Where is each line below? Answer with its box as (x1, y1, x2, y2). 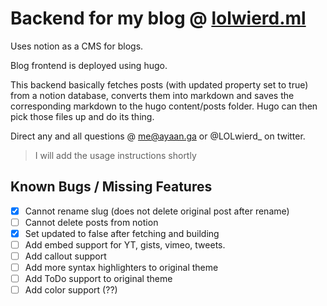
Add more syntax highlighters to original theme (24, 262, 219, 274)
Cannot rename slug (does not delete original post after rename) (24, 205, 290, 217)
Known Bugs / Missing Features (10, 178, 213, 196)
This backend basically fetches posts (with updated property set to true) (10, 78, 309, 91)
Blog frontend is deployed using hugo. (10, 59, 168, 71)
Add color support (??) (24, 284, 118, 296)
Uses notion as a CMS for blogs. (10, 40, 144, 52)
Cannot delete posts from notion (24, 216, 159, 228)
